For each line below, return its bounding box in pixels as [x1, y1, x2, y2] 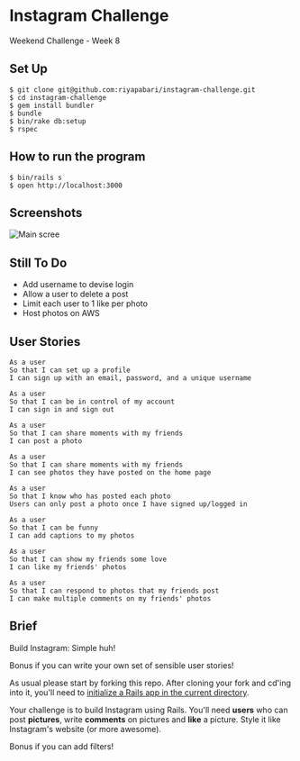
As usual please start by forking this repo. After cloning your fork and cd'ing [9, 677, 291, 688]
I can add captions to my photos [9, 531, 135, 540]
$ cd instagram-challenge [9, 93, 106, 102]
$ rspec [9, 124, 39, 133]
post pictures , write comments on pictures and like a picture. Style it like [9, 713, 281, 725]
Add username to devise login [22, 279, 134, 290]
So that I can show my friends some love [9, 555, 168, 564]
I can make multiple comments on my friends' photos [9, 594, 212, 603]
